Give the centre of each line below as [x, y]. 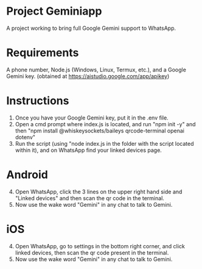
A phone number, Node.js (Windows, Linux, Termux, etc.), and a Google [96, 70]
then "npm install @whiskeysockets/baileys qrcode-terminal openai [99, 131]
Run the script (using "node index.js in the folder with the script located [104, 143]
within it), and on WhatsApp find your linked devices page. [89, 150]
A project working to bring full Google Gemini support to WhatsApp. [91, 28]
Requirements [43, 53]
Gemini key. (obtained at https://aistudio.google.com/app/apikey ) [88, 76]
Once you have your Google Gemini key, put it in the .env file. [92, 118]
